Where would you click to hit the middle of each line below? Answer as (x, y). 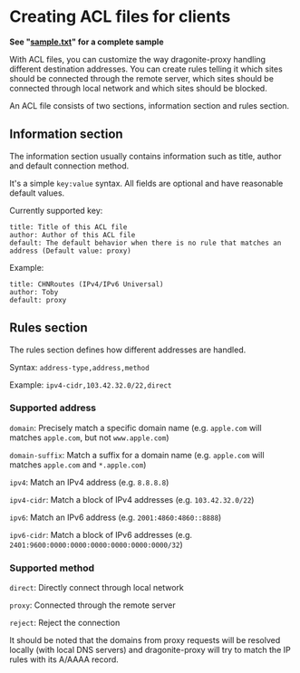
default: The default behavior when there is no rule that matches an (145, 243)
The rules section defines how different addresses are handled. (128, 350)
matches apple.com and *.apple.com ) (78, 465)
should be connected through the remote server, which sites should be (142, 78)
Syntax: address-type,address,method (79, 367)
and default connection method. (69, 166)
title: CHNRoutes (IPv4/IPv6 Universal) (87, 284)
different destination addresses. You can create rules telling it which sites (146, 69)
